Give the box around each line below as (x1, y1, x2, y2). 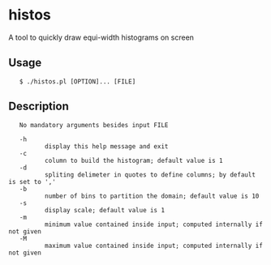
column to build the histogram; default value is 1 (44, 156, 223, 165)
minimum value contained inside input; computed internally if (44, 220, 264, 229)
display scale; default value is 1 (44, 206, 165, 214)
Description (8, 100, 69, 113)
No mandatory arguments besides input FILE (19, 121, 169, 129)
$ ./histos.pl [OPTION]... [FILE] (19, 77, 136, 86)
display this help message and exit (44, 142, 169, 151)
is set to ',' (8, 177, 57, 186)
